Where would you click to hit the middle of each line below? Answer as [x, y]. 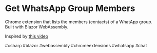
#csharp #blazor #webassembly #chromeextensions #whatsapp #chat [76, 45]
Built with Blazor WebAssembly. [37, 26]
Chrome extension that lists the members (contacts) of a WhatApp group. [79, 22]
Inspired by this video [27, 36]
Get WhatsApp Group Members [70, 8]
